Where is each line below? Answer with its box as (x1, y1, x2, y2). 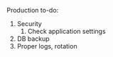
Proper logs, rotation (16, 42, 77, 50)
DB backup (16, 34, 50, 43)
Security (16, 20, 42, 27)
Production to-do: (6, 6, 59, 14)
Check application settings (27, 27, 106, 35)
